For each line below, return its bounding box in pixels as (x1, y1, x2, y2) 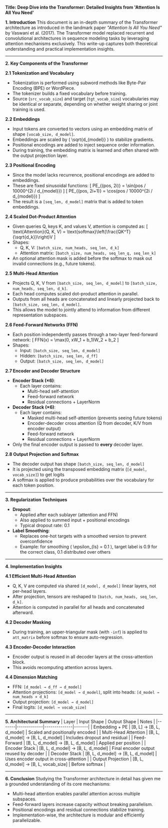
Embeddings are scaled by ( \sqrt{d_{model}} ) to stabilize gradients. (12, 136, 154, 142)
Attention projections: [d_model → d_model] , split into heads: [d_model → (12, 689, 159, 695)
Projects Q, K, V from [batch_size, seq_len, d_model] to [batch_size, (12, 280, 157, 286)
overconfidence (19, 539, 52, 544)
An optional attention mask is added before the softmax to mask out (12, 255, 152, 261)
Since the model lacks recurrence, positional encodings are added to (12, 172, 155, 178)
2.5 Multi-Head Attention (5, 270, 58, 276)
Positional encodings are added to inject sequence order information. (12, 142, 155, 147)
